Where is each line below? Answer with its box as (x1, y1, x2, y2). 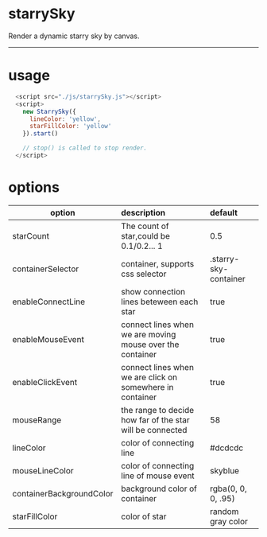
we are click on (121, 372, 178, 383)
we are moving (121, 329, 176, 340)
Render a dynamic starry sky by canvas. (8, 31, 141, 41)
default (209, 207, 238, 218)
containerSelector (12, 263, 79, 274)
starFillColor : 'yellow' (29, 123, 112, 130)
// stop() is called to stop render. (22, 144, 148, 152)
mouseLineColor (12, 465, 74, 476)
